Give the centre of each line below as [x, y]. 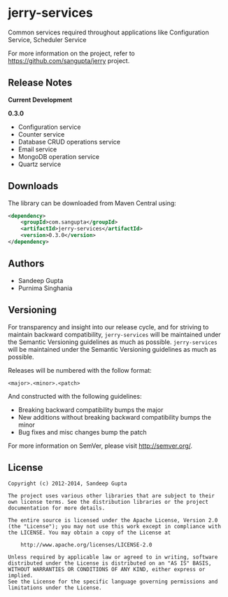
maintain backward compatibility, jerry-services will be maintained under [114, 334]
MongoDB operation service [59, 156]
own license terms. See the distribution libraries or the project [108, 502]
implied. [21, 576]
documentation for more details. [57, 508]
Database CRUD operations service [69, 142]
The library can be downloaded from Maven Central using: [92, 203]
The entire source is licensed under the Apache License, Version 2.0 [113, 521]
